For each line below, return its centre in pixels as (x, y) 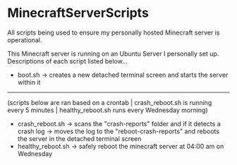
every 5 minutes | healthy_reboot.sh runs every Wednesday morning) (108, 110)
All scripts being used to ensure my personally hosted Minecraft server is (114, 32)
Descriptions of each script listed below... (68, 61)
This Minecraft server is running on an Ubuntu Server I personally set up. (113, 54)
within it (29, 82)
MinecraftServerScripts (78, 13)
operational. (25, 39)
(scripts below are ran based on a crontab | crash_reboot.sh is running (110, 102)
